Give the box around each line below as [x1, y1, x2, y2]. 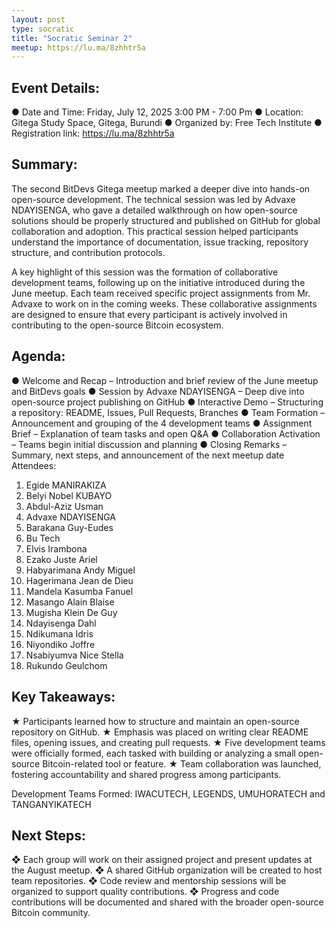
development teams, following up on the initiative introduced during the [11, 276, 306, 288]
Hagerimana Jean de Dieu [25, 574, 134, 586]
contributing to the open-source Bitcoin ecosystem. [11, 319, 224, 331]
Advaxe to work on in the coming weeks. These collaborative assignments [11, 297, 318, 310]
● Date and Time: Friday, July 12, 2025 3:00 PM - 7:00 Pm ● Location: [11, 106, 304, 118]
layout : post [11, 14, 66, 25]
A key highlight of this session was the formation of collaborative [11, 266, 279, 278]
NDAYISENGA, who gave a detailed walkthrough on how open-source [11, 204, 298, 216]
